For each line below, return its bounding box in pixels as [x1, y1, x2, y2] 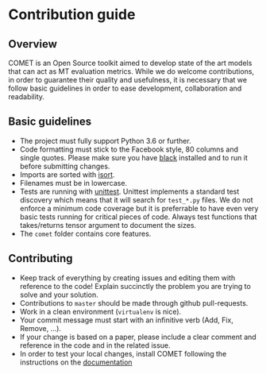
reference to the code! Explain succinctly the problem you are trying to [19, 281, 252, 291]
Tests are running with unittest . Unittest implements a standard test [19, 187, 240, 196]
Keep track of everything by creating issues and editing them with [19, 272, 236, 283]
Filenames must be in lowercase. [19, 178, 128, 187]
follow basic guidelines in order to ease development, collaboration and [8, 83, 242, 93]
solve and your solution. [19, 290, 98, 299]
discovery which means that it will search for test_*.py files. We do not [19, 195, 253, 204]
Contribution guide [8, 6, 136, 24]
